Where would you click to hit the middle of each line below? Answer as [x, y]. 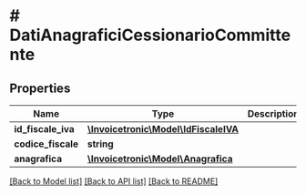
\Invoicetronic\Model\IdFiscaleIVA [163, 129]
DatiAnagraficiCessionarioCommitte [150, 35]
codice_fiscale [46, 144]
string [100, 144]
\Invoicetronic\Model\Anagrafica [160, 159]
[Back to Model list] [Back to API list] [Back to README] [114, 181]
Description [273, 113]
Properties [40, 88]
